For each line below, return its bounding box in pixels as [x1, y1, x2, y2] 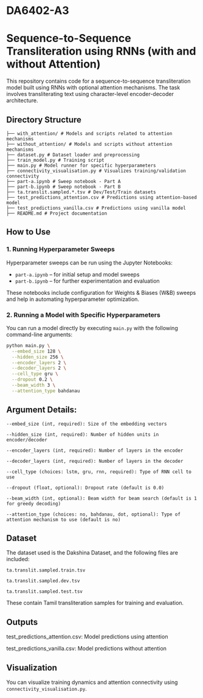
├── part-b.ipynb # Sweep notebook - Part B [6, 184, 121, 190]
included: [6, 556, 30, 563]
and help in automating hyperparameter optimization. [6, 295, 140, 303]
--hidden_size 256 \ [12, 354, 64, 360]
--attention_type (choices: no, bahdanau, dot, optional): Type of [6, 511, 181, 517]
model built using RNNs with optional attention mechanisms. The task [6, 84, 181, 91]
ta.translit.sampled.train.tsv [6, 567, 86, 573]
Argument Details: [6, 405, 77, 415]
